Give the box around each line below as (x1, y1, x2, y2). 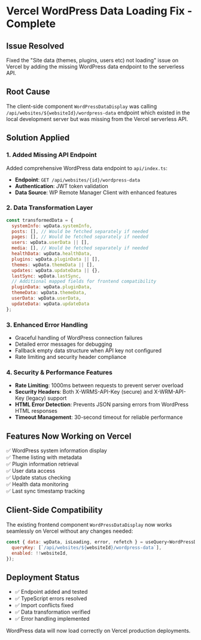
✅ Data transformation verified (14, 608, 91, 615)
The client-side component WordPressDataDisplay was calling (6, 102, 157, 110)
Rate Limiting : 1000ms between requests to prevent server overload (14, 382, 184, 389)
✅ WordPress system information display (6, 447, 108, 454)
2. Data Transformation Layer (6, 204, 93, 212)
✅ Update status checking (6, 474, 71, 481)
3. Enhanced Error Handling (6, 321, 88, 329)
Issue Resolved (6, 41, 65, 51)
